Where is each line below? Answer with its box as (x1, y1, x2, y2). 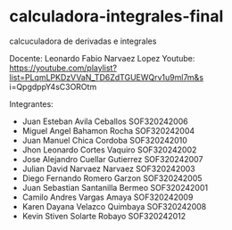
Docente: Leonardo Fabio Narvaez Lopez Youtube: (9, 53, 195, 63)
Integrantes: (9, 98, 54, 109)
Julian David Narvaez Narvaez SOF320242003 (21, 163, 195, 174)
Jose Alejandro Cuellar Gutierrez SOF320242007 (21, 153, 203, 164)
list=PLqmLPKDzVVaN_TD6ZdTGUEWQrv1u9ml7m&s (9, 71, 203, 82)
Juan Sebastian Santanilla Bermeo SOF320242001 (21, 182, 208, 193)
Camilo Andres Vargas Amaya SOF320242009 (21, 192, 194, 202)
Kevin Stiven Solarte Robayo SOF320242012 (21, 210, 186, 221)
